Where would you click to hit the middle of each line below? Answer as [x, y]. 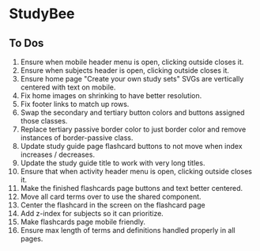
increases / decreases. [58, 154]
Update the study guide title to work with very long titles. [113, 163]
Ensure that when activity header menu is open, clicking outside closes [136, 171]
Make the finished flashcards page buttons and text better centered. [132, 188]
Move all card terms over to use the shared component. [111, 196]
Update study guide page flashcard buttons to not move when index [132, 146]
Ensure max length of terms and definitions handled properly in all [128, 230]
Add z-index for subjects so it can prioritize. [92, 213]
